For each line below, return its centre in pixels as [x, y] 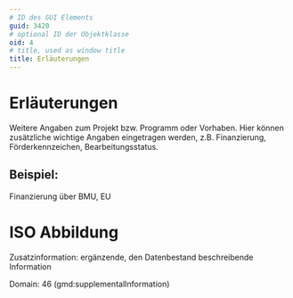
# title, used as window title [67, 51]
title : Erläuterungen [49, 59]
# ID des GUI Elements [51, 17]
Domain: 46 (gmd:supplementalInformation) [90, 284]
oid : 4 [21, 42]
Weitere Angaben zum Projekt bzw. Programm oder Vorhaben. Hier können [147, 128]
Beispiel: [34, 175]
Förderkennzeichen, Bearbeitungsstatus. [84, 146]
